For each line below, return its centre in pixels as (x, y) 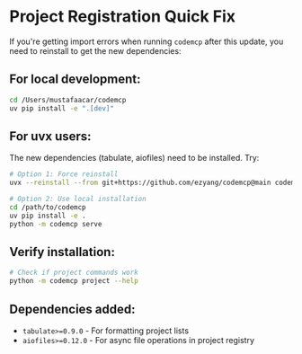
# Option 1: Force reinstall (64, 174)
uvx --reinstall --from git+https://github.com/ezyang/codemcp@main (140, 183)
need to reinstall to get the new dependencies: (95, 50)
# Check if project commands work (74, 273)
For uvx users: (50, 136)
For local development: (75, 80)
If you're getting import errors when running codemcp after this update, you (147, 41)
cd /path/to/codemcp (48, 207)
